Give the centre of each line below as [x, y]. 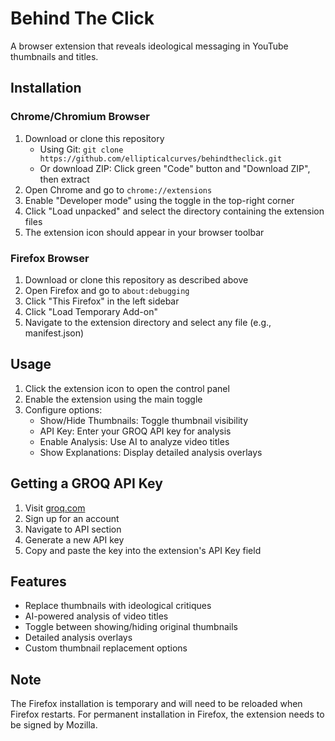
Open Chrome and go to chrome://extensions [118, 189]
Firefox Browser [50, 258]
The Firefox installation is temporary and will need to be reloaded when [156, 704]
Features [38, 581]
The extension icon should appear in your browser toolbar [144, 232]
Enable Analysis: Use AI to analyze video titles [134, 441]
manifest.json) [54, 333]
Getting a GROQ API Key [86, 483]
